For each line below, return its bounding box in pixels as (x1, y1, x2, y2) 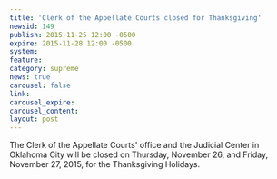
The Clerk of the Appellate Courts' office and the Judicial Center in (9, 140, 260, 151)
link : (9, 89, 30, 98)
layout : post (9, 114, 59, 124)
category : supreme (9, 65, 79, 74)
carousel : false (9, 81, 71, 90)
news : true (9, 73, 51, 82)
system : (9, 47, 39, 56)
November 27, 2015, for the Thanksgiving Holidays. (9, 159, 201, 170)
